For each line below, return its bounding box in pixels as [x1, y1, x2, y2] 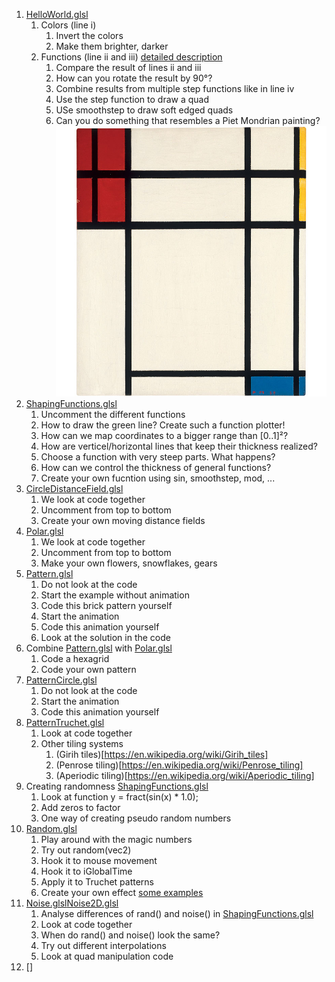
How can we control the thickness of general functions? [40, 461, 272, 473]
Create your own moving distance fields [40, 514, 206, 526]
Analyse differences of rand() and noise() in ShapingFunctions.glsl [40, 907, 314, 919]
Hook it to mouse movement [40, 854, 158, 866]
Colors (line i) [40, 19, 97, 31]
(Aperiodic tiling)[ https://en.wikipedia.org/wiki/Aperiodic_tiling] [55, 769, 315, 781]
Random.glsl [25, 822, 78, 834]
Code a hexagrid [40, 652, 110, 664]
